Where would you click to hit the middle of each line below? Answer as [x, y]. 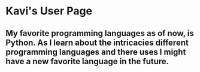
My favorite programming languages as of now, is [100, 33]
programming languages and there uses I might [96, 52]
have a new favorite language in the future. [87, 61]
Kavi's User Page [49, 11]
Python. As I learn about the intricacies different [97, 42]
